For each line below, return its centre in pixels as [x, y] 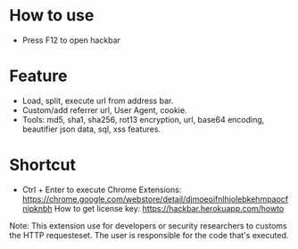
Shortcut [43, 165]
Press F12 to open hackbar [71, 40]
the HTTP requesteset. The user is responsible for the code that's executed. [149, 235]
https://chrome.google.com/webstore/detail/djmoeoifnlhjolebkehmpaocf [155, 199]
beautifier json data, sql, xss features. [91, 129]
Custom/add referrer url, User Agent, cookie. [104, 110]
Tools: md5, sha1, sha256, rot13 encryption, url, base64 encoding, [143, 119]
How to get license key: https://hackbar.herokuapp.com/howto [169, 208]
